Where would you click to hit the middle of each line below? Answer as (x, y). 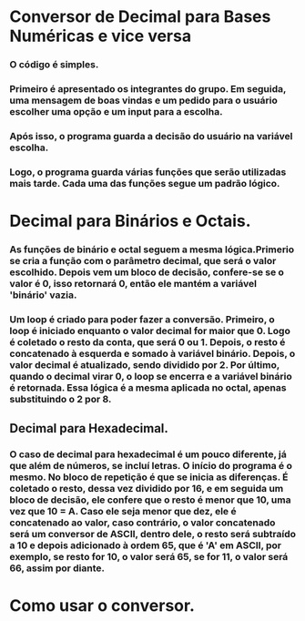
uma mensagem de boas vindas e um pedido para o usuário (143, 100)
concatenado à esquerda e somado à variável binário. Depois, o (152, 353)
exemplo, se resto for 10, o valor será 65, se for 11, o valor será (149, 557)
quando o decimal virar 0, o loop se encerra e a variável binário (151, 376)
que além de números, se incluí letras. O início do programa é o (151, 466)
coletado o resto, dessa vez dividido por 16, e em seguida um (147, 489)
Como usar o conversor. (102, 606)
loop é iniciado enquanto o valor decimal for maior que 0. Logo (150, 331)
